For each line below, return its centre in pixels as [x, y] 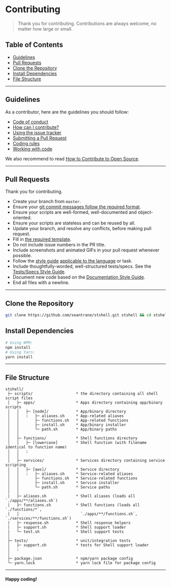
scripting [16, 465]
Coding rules [26, 143]
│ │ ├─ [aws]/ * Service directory [63, 469]
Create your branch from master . [47, 202]
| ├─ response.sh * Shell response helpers [69, 523]
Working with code [32, 149]
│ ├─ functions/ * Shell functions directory [73, 438]
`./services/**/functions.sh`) [38, 519]
